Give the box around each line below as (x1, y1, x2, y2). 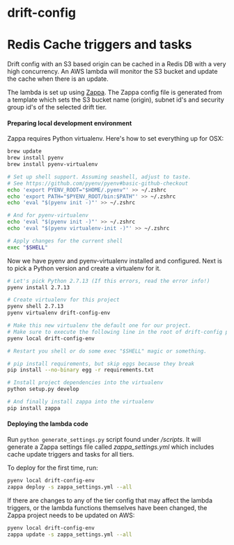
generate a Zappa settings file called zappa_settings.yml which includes (7, 443, 214, 451)
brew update (7, 148, 42, 155)
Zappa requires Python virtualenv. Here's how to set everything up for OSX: (7, 135, 224, 143)
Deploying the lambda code (7, 420, 88, 428)
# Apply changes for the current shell (7, 237, 123, 245)
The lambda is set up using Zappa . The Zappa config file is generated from (7, 89, 223, 97)
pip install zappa (7, 404, 61, 412)
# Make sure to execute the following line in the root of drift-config (7, 328, 223, 335)
